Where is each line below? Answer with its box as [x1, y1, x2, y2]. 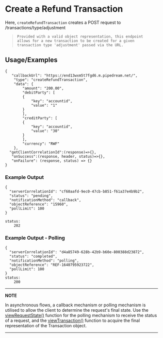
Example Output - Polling [5, 234, 65, 241]
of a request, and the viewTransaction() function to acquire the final [5, 318, 140, 323]
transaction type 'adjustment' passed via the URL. [16, 42, 124, 47]
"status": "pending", [9, 193, 53, 198]
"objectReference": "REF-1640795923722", [9, 263, 95, 267]
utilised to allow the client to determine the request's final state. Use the [5, 307, 149, 313]
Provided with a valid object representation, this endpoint [16, 34, 144, 39]
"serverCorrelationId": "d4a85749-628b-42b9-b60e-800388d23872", [9, 250, 145, 255]
